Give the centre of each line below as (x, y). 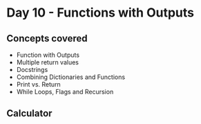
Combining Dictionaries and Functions (71, 77)
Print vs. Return (39, 84)
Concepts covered (47, 38)
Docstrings (32, 70)
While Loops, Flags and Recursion (65, 92)
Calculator (29, 113)
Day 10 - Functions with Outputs (100, 13)
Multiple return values (47, 62)
